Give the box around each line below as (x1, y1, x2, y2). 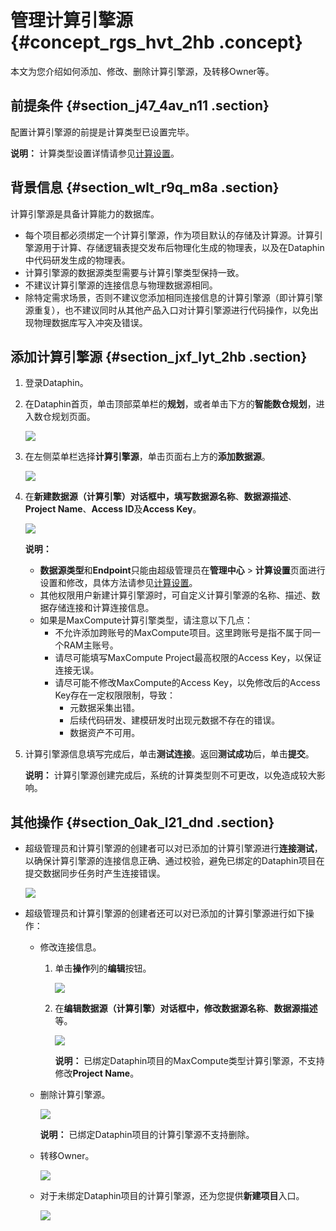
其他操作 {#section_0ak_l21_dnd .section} (10, 814, 275, 831)
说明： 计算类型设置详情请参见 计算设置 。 (10, 147, 180, 159)
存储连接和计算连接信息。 (48, 602, 155, 614)
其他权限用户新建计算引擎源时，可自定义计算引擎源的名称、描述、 (39, 589, 312, 601)
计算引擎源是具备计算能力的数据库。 (10, 207, 160, 220)
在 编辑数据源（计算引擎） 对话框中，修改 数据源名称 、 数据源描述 (54, 1002, 318, 1015)
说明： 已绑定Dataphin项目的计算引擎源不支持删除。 (39, 1129, 255, 1141)
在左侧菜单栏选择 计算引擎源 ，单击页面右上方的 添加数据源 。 (24, 451, 271, 463)
